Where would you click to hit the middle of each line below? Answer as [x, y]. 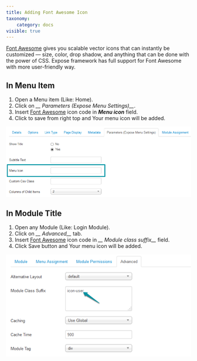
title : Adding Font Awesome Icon [47, 12]
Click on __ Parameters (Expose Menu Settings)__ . [75, 106]
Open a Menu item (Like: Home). [54, 100]
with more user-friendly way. [41, 67]
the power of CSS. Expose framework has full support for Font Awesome [94, 61]
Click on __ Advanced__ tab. [48, 234]
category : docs [35, 25]
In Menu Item [30, 85]
